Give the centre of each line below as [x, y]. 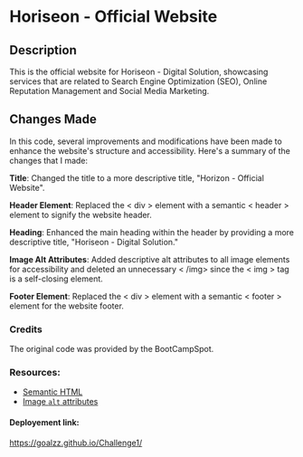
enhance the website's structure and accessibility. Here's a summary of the [150, 150]
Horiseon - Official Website [114, 17]
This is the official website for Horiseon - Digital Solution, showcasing [139, 71]
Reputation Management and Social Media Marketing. [109, 91]
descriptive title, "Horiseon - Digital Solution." [94, 242]
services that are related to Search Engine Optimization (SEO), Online [138, 81]
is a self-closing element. [57, 279]
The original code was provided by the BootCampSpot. [112, 349]
